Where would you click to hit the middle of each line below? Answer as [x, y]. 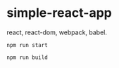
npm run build [27, 57]
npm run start [27, 45]
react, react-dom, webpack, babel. [57, 32]
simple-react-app [59, 13]
